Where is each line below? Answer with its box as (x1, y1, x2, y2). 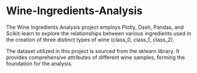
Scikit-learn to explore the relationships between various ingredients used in (6, 29, 192, 36)
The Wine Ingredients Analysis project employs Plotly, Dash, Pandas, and (6, 24, 184, 31)
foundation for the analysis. (6, 60, 73, 67)
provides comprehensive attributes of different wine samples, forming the (6, 54, 185, 61)
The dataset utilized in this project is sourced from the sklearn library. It (6, 47, 180, 54)
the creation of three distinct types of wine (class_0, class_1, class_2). (6, 36, 175, 43)
